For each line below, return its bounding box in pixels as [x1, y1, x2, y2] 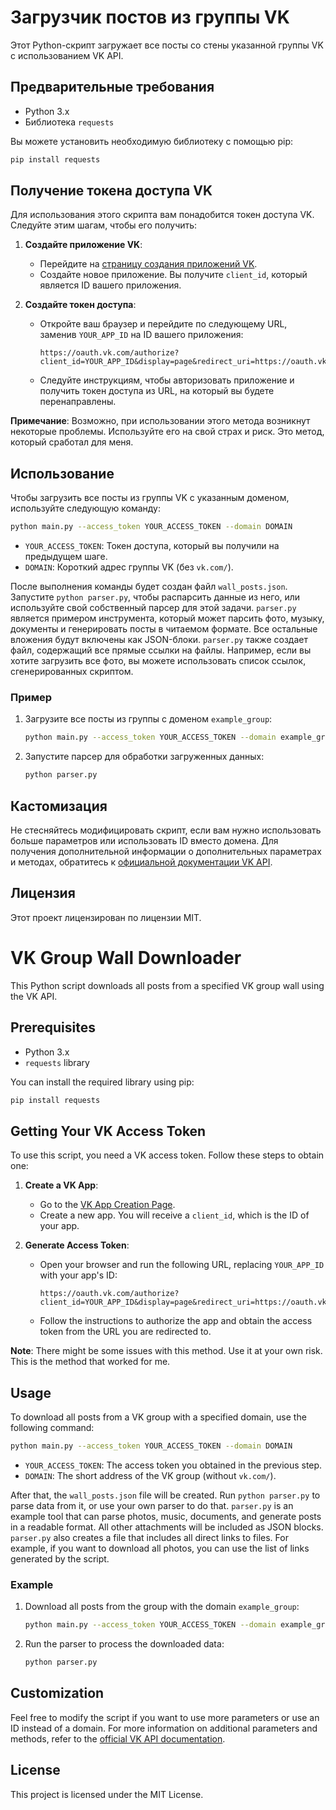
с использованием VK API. [10, 49, 124, 61]
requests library [24, 1056, 90, 1068]
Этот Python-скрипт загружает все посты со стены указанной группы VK [10, 39, 324, 51]
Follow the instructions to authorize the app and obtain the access [39, 1315, 313, 1327]
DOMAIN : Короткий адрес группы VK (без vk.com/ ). [24, 561, 234, 573]
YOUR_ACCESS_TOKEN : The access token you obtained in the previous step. [24, 1459, 323, 1471]
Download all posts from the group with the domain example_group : [24, 1601, 300, 1613]
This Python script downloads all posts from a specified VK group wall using [10, 979, 325, 991]
